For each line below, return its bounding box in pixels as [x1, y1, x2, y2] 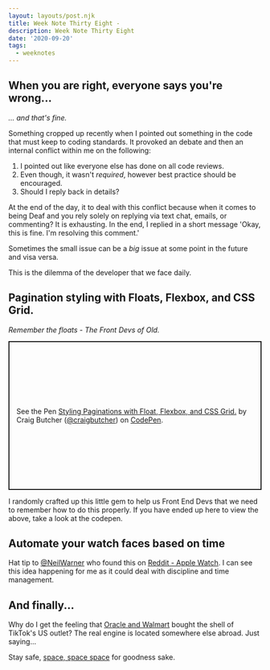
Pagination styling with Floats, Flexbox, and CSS [8, 291, 256, 305]
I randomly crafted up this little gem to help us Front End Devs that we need [8, 496, 259, 506]
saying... [8, 637, 37, 647]
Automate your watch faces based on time [8, 536, 225, 551]
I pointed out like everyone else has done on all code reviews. [19, 161, 225, 171]
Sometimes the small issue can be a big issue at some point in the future [8, 243, 248, 253]
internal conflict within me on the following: [8, 146, 151, 155]
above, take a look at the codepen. [8, 513, 123, 523]
